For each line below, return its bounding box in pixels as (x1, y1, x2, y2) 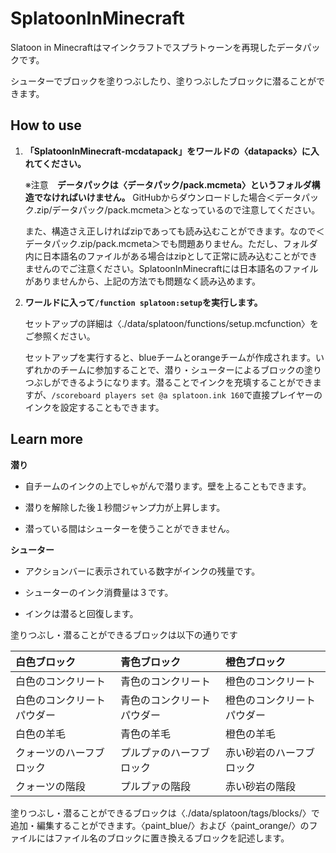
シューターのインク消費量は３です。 (24, 586, 174, 598)
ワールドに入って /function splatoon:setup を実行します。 (24, 296, 263, 308)
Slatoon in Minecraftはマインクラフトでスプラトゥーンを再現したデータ (10, 41, 303, 53)
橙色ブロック (225, 655, 287, 669)
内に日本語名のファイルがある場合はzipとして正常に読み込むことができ (24, 250, 318, 262)
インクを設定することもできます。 (24, 401, 165, 413)
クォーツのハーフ (15, 745, 95, 759)
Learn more (10, 431, 84, 448)
